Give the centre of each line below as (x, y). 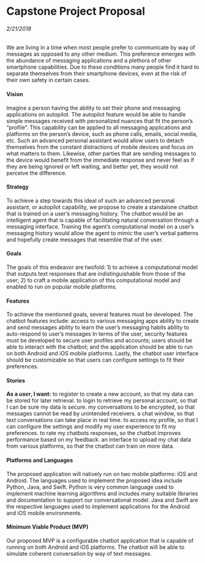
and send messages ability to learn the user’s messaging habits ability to (98, 327)
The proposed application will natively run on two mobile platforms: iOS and (102, 474)
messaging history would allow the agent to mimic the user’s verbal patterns (102, 233)
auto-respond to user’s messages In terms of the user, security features (97, 334)
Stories (16, 380)
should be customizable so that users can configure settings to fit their (95, 360)
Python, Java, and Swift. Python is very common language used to (90, 487)
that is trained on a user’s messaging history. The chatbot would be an (95, 213)
